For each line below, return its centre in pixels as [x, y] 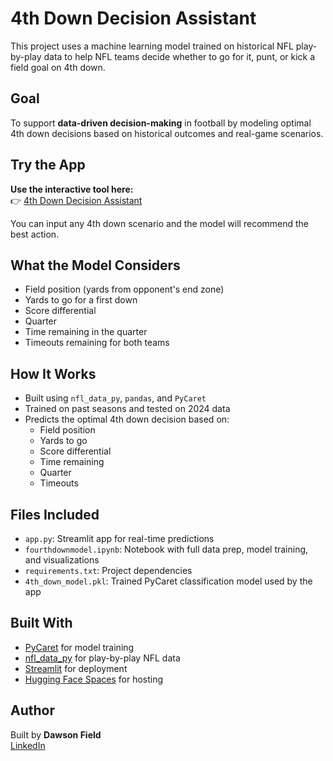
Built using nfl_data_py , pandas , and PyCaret [115, 398]
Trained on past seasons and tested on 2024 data [127, 409]
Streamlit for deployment [76, 668]
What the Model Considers [95, 265]
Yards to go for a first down [81, 300]
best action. [35, 234]
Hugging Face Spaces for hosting [94, 679]
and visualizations [62, 560]
